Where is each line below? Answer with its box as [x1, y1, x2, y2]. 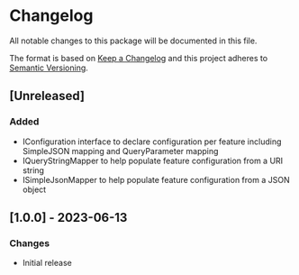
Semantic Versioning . [9, 62, 88, 73]
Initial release [22, 258, 72, 269]
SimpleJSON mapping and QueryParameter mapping [22, 145, 219, 156]
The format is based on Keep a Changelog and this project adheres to [9, 52, 268, 63]
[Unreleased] [9, 88, 86, 104]
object [22, 184, 47, 195]
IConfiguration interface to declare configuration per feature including [22, 136, 282, 147]
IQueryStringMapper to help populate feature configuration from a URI [22, 155, 284, 166]
